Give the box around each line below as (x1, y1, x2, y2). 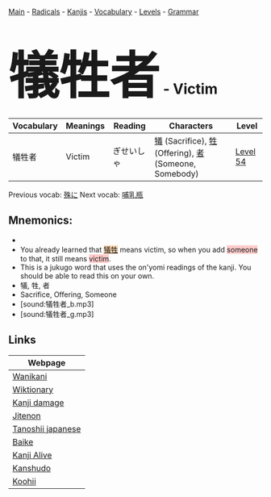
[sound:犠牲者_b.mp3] (19, 299, 94, 309)
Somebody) (154, 168, 199, 179)
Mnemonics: (8, 214, 73, 228)
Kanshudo (12, 462, 51, 474)
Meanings (65, 120, 105, 132)
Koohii (12, 475, 36, 487)
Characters (169, 120, 214, 132)
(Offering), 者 (154, 147, 205, 158)
